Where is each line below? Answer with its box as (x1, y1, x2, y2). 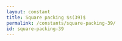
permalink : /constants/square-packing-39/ (6, 20, 116, 26)
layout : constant (6, 8, 51, 15)
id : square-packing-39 (6, 25, 64, 32)
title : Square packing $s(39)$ (6, 14, 86, 20)
